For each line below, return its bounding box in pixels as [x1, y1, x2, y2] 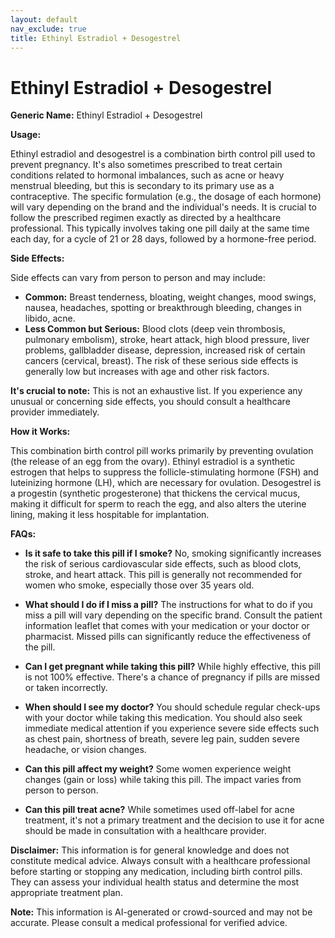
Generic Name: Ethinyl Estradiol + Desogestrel [10, 109, 203, 121]
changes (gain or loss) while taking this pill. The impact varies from [24, 774, 302, 786]
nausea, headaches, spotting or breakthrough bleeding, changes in [24, 302, 302, 314]
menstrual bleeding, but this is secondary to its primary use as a [10, 180, 275, 192]
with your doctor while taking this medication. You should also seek [24, 712, 303, 724]
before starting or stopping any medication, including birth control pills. [10, 866, 303, 878]
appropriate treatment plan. [10, 887, 123, 899]
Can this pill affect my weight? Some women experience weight [24, 763, 292, 775]
